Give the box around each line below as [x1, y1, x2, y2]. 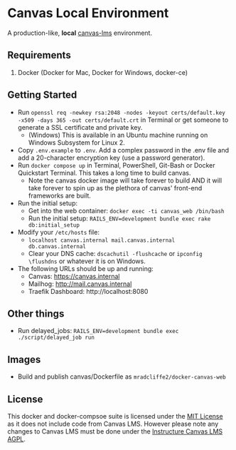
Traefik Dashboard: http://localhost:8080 [28, 287, 149, 295]
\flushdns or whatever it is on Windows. [28, 257, 146, 265]
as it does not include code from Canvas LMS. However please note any [7, 419, 219, 428]
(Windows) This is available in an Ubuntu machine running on [28, 131, 208, 139]
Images [7, 353, 41, 365]
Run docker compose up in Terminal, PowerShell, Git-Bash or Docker [17, 160, 215, 169]
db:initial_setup [28, 221, 80, 229]
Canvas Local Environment [7, 5, 169, 21]
